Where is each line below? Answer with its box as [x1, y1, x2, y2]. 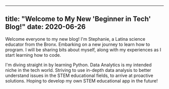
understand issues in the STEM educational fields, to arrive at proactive [5, 72, 153, 78]
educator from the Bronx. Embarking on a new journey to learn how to [5, 41, 150, 47]
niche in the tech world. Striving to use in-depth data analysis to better [5, 67, 151, 73]
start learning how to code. [5, 52, 61, 58]
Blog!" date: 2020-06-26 [5, 23, 86, 31]
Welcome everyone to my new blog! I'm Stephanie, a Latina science [5, 36, 146, 42]
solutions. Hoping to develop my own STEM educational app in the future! [5, 77, 158, 83]
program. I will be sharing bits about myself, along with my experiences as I [5, 46, 161, 53]
